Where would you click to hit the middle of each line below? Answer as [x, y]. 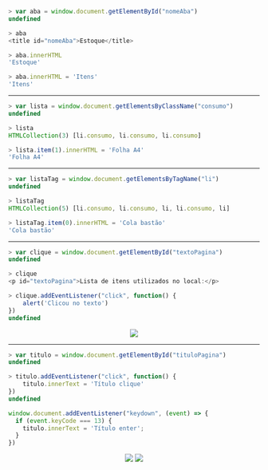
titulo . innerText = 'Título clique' [84, 384]
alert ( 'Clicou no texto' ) [66, 303]
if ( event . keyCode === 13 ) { [64, 421]
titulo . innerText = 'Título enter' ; [84, 428]
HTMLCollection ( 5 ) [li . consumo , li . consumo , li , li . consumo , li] [119, 208]
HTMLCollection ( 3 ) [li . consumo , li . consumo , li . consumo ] [105, 136]
